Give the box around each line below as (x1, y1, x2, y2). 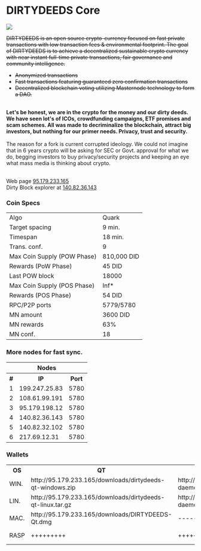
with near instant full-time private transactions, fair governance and (6, 53, 173, 60)
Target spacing (9, 223, 52, 232)
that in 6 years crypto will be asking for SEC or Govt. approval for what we (6, 147, 189, 154)
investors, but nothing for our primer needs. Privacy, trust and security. (6, 127, 188, 135)
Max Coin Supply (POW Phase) (9, 252, 97, 261)
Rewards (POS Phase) (9, 291, 72, 300)
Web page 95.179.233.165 (6, 177, 69, 184)
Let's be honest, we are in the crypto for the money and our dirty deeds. (6, 108, 188, 115)
